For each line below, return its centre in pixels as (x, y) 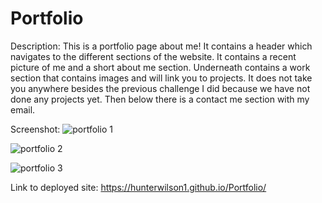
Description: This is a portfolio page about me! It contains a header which (161, 46)
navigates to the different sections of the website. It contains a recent (153, 56)
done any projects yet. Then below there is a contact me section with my (160, 99)
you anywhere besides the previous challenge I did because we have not (160, 88)
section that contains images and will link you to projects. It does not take (161, 78)
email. (23, 109)
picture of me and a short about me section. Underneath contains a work (160, 67)
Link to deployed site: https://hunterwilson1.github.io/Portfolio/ (138, 187)
